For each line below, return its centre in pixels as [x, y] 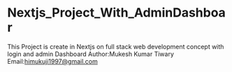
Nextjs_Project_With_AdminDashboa [116, 13]
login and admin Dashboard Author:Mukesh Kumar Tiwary [91, 54]
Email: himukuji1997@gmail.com [52, 61]
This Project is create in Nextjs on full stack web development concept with [116, 46]
